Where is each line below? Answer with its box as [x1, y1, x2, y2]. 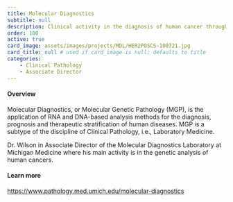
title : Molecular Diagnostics [7, 10, 95, 17]
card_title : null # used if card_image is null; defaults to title [7, 49, 207, 56]
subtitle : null [7, 17, 51, 24]
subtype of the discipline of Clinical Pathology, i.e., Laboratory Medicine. [7, 127, 215, 135]
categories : [7, 56, 42, 62]
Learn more [7, 171, 42, 180]
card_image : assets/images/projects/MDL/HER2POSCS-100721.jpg [7, 42, 191, 49]
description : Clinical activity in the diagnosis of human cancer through [7, 23, 228, 30]
